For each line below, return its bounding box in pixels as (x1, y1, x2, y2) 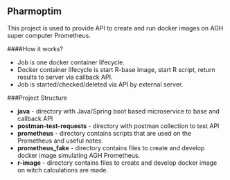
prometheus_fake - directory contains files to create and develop (17, 143, 205, 152)
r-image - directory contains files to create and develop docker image (17, 159, 218, 167)
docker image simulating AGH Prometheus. (17, 151, 141, 159)
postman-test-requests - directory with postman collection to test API (17, 121, 220, 130)
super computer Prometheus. (7, 31, 91, 39)
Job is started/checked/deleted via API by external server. (17, 80, 184, 89)
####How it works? (7, 44, 64, 53)
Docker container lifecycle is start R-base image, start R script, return (17, 65, 216, 73)
